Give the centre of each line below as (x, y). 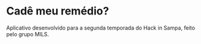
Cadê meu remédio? (58, 11)
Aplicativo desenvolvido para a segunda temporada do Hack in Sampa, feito (101, 28)
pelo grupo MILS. (28, 34)
